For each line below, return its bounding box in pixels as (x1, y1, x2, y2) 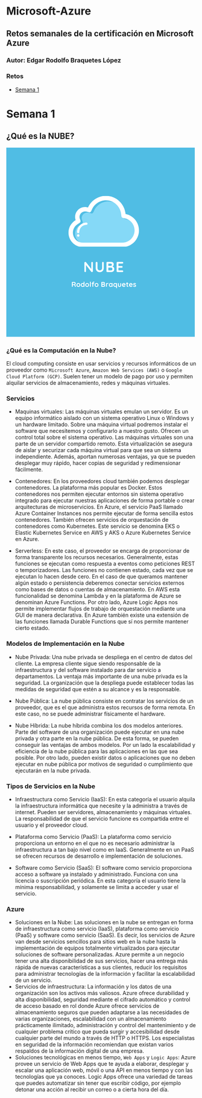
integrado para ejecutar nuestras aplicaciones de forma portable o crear (14, 497, 195, 504)
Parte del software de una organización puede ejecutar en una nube (14, 728, 185, 735)
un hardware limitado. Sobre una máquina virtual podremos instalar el (14, 421, 188, 428)
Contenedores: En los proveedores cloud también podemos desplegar (14, 478, 190, 485)
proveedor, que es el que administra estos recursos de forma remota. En (14, 703, 195, 711)
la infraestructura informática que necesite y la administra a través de (14, 802, 188, 809)
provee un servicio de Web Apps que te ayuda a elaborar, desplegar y (14, 1060, 189, 1068)
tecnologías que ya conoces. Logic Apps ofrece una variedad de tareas (14, 1073, 193, 1080)
